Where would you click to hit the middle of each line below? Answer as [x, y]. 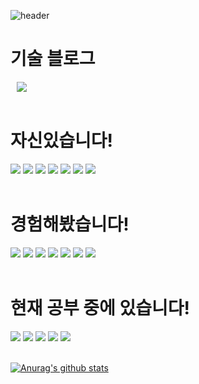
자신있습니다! [62, 141]
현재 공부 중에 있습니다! [100, 308]
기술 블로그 [53, 59]
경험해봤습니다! [70, 224]
